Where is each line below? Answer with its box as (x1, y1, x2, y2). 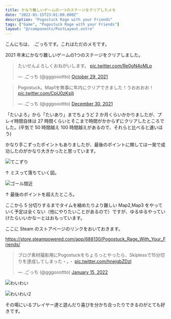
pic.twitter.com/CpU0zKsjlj (17, 90, 74, 96)
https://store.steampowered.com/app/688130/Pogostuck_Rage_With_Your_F (5, 236, 166, 242)
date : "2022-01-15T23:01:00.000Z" (5, 12, 79, 17)
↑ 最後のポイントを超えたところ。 (5, 191, 77, 198)
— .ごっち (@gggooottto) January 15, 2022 (17, 269, 108, 276)
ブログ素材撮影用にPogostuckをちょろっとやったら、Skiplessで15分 (17, 252, 160, 258)
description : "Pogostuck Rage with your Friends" (5, 17, 113, 22)
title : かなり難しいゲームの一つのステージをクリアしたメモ (5, 7, 116, 13)
